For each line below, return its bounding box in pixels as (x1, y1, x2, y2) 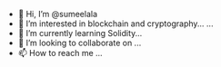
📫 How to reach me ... (17, 48, 103, 58)
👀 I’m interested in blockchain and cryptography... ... (17, 18, 214, 29)
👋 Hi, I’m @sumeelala (17, 9, 98, 19)
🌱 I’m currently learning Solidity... (17, 28, 143, 38)
